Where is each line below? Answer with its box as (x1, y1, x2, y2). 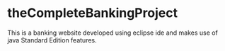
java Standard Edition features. (7, 35, 97, 44)
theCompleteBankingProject (7, 5, 178, 21)
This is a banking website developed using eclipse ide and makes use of (7, 28, 218, 37)
